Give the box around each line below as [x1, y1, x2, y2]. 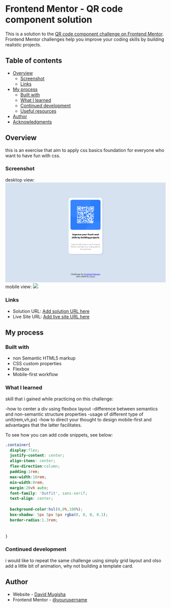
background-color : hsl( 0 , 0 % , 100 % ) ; [10, 507, 83, 512]
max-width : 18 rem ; [10, 474, 47, 479]
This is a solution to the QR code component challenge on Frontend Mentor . [5, 31, 164, 37]
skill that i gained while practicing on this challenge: [5, 396, 113, 402]
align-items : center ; [10, 459, 56, 464]
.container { [5, 442, 31, 447]
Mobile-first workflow [12, 371, 59, 377]
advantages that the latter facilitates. [5, 422, 82, 428]
